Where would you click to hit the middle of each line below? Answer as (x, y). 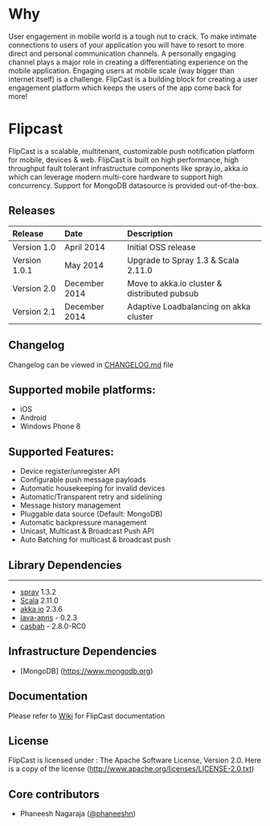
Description (150, 233)
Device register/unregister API (70, 471)
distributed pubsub (163, 293)
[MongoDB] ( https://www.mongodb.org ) (86, 670)
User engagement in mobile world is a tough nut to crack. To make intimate (133, 36)
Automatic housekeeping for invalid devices (92, 488)
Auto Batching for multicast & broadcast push (95, 540)
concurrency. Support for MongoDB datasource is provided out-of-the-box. (133, 185)
